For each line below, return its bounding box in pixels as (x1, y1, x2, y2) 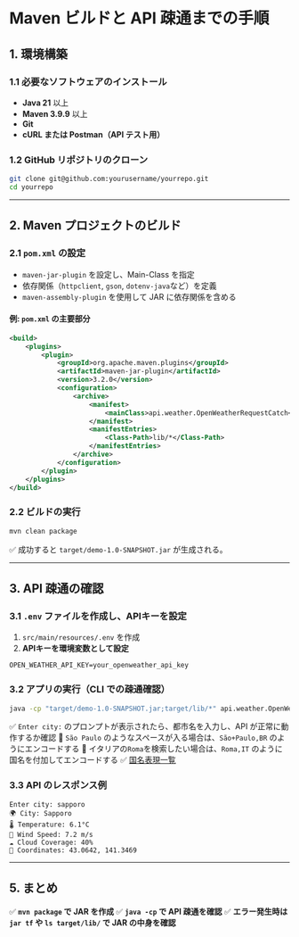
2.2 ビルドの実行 (9, 506, 82, 518)
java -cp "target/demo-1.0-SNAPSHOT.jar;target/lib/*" (9, 704, 217, 713)
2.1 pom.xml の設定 (9, 247, 86, 260)
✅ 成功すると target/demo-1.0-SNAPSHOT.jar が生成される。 (9, 543, 229, 554)
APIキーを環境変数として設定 (21, 643, 129, 654)
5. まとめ (9, 881, 58, 896)
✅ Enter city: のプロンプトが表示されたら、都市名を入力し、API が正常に (9, 721, 282, 732)
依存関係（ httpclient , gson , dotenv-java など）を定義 (21, 280, 217, 291)
